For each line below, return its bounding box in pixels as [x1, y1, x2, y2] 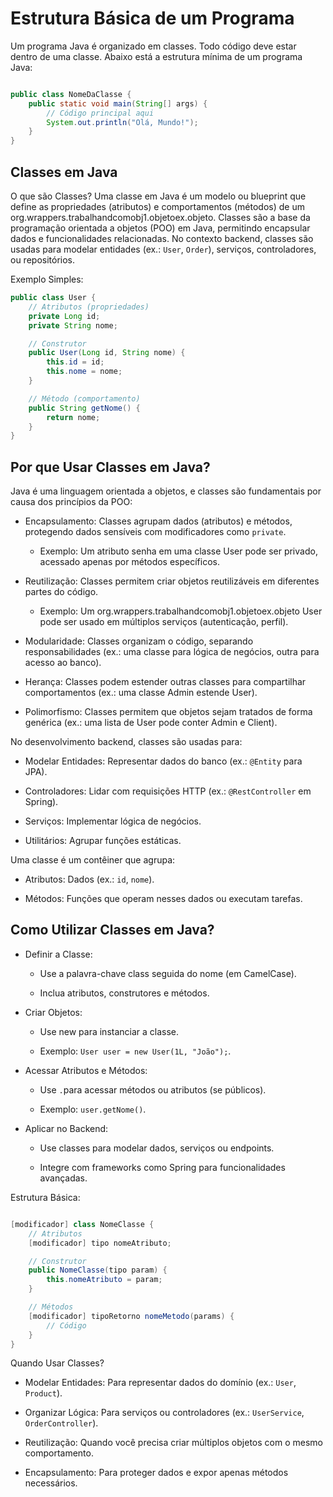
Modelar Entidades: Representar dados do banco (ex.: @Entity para [24, 755, 303, 767]
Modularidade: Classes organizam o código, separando [24, 635, 254, 647]
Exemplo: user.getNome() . [39, 1103, 147, 1115]
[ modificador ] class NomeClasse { [10, 1219, 155, 1229]
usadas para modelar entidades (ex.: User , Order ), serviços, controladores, [10, 243, 317, 255]
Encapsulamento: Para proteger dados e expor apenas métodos [24, 1467, 289, 1479]
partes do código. [24, 586, 99, 598]
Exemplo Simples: [10, 273, 84, 285]
